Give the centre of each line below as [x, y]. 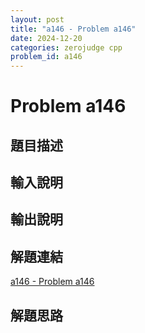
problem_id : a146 [46, 57]
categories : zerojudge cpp [66, 47]
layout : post [37, 19]
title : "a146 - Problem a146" [73, 29]
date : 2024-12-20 [46, 38]
